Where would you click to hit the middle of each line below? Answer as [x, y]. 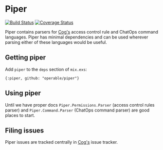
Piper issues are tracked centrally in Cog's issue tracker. [62, 142]
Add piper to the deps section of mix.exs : [46, 69]
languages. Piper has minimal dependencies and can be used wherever [77, 37]
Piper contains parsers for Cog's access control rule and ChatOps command [82, 32]
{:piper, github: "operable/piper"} [42, 78]
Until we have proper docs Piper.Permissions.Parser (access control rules [80, 105]
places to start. [20, 115]
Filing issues [25, 130]
